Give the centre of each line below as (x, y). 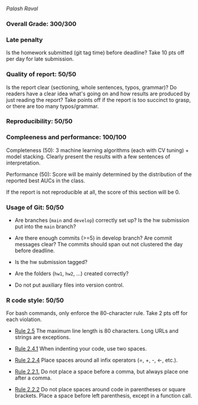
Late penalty (25, 40)
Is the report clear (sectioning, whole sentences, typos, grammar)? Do (92, 87)
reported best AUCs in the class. (46, 181)
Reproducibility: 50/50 (39, 121)
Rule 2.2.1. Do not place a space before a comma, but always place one (101, 372)
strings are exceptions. (43, 337)
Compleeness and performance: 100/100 (66, 137)
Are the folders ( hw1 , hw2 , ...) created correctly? (72, 274)
